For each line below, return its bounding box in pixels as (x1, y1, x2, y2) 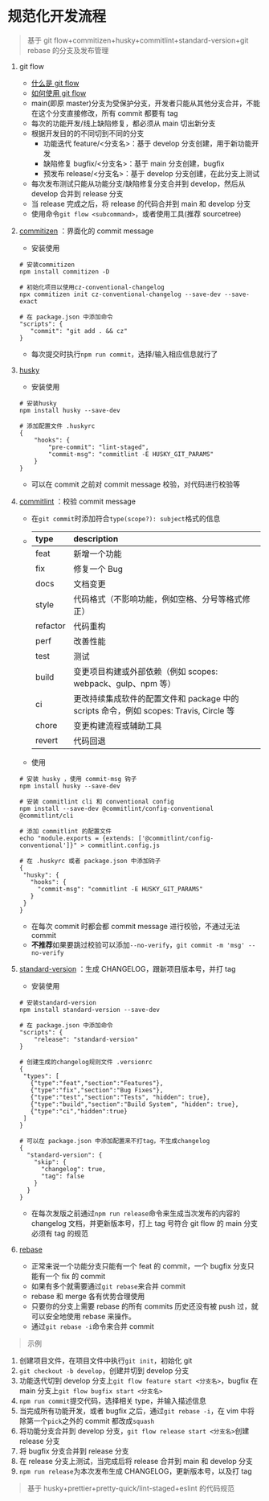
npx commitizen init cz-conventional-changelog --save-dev (18, 290, 222, 298)
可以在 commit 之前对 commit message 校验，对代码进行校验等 (31, 479, 240, 489)
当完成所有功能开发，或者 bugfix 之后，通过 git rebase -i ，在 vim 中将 (18, 1405, 255, 1416)
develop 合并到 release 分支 (31, 188, 124, 198)
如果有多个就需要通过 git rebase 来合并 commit (31, 1281, 186, 1291)
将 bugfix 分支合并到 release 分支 (18, 1445, 129, 1456)
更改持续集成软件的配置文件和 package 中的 (73, 693, 239, 704)
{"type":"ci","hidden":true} (30, 1107, 128, 1115)
